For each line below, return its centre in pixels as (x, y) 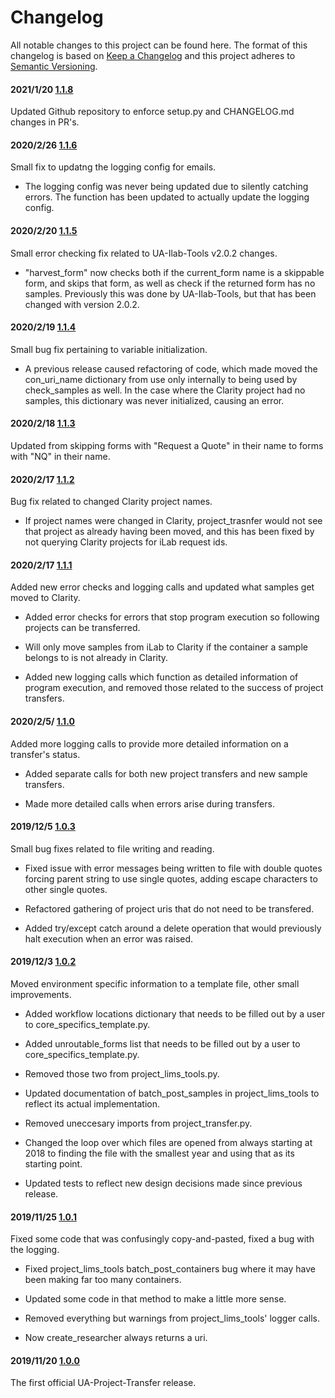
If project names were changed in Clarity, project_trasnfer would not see (173, 521)
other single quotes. (66, 889)
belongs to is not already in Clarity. (96, 658)
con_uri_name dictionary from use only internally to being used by (161, 379)
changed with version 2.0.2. (82, 304)
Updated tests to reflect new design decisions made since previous (163, 1183)
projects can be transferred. (82, 628)
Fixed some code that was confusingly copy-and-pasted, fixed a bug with (162, 1239)
